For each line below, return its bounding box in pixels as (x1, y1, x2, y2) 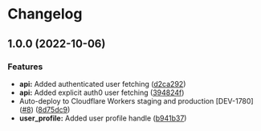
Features (7, 61, 43, 72)
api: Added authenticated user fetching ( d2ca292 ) (18, 79, 186, 88)
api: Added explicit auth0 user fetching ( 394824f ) (18, 88, 185, 97)
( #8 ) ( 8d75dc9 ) (18, 104, 71, 114)
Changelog (7, 5, 83, 23)
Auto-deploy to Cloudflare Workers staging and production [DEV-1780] (18, 96, 254, 105)
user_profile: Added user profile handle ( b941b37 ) (18, 113, 187, 123)
